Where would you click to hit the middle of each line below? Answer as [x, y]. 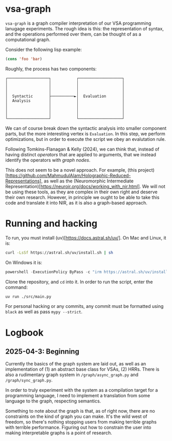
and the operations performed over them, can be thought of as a [73, 34]
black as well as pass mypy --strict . [44, 312]
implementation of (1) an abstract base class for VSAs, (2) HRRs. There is [82, 369]
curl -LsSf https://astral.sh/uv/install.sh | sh [59, 252]
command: [17, 287]
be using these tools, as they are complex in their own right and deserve [81, 192]
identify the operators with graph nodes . [48, 160]
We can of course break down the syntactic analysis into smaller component [86, 128]
